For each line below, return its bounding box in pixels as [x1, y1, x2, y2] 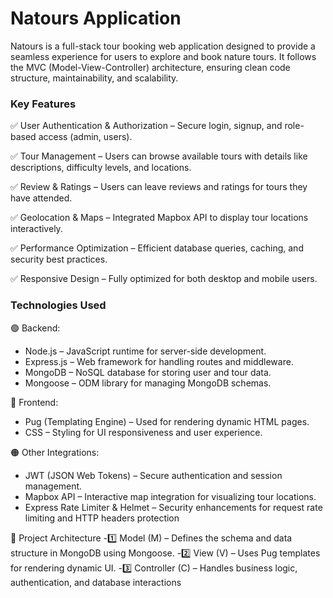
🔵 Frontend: [10, 396, 59, 408]
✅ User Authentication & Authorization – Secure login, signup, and [10, 120, 283, 132]
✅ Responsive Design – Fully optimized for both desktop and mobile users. [10, 273, 318, 285]
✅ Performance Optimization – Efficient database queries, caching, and [10, 242, 304, 254]
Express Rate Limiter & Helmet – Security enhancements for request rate [24, 501, 323, 513]
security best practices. [10, 253, 108, 266]
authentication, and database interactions [10, 576, 182, 588]
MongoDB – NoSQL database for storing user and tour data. [24, 366, 272, 378]
